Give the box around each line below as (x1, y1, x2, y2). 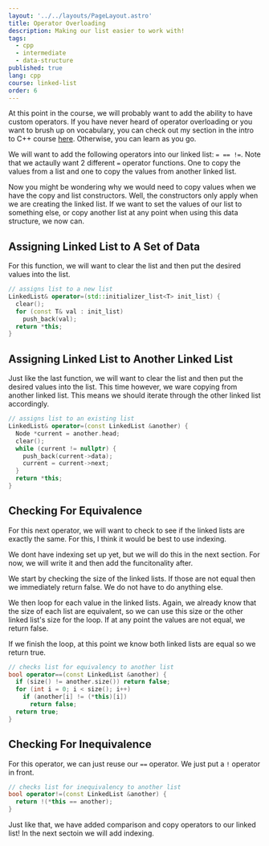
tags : (8, 34, 26, 43)
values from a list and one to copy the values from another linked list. (8, 166, 237, 177)
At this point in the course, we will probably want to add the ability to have (8, 108, 253, 118)
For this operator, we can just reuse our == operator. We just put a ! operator (8, 758, 261, 768)
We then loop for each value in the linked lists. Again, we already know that (8, 598, 257, 607)
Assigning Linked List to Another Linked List (8, 352, 233, 366)
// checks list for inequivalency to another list (8, 783, 181, 791)
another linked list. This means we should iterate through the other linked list (8, 390, 261, 400)
